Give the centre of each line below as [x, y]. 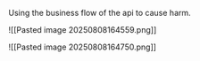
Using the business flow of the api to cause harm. [100, 13]
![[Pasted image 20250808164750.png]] [83, 47]
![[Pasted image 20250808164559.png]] [83, 30]
